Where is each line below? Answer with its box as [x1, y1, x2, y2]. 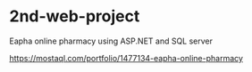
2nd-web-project [9, 6, 140, 27]
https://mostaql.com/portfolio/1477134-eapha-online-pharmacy [9, 52, 244, 63]
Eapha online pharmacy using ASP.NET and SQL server [9, 36, 213, 46]
